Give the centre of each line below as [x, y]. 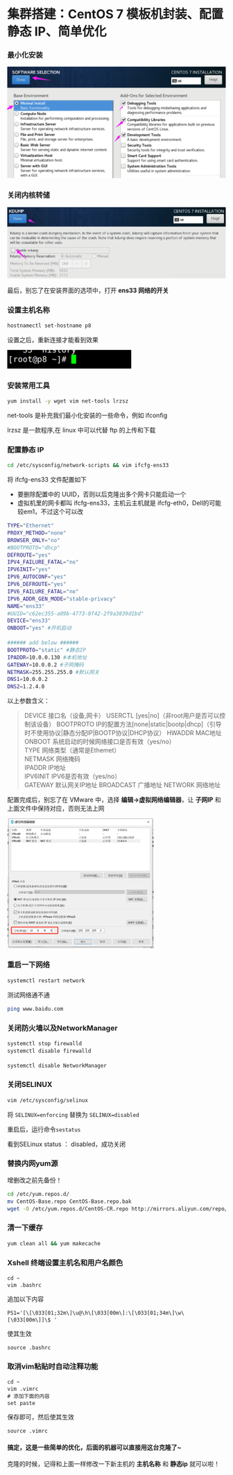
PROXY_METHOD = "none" [37, 533]
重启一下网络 [29, 965]
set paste [21, 1404]
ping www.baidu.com [35, 1009]
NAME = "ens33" [26, 606]
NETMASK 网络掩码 [52, 759]
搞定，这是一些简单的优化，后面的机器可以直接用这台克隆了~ [94, 1447]
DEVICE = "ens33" [29, 621]
